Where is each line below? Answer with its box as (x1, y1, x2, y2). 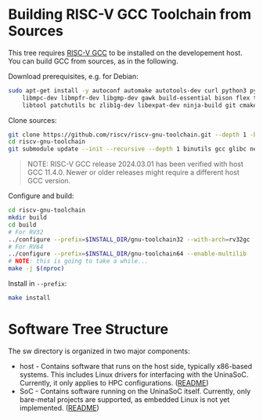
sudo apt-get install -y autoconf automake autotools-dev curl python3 (8, 86, 247, 95)
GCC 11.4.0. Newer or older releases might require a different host (27, 168, 240, 177)
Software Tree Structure (8, 320, 169, 339)
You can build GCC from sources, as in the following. (8, 56, 178, 66)
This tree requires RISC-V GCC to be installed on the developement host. (8, 48, 243, 57)
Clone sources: (8, 115, 57, 125)
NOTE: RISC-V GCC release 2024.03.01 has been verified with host (27, 159, 244, 169)
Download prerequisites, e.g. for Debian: (8, 71, 139, 81)
